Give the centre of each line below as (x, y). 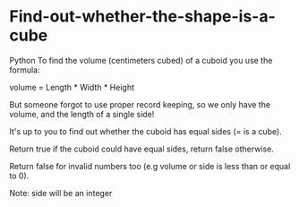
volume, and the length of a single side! (82, 114)
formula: (25, 70)
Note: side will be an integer (61, 193)
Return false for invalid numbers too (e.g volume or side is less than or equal (150, 166)
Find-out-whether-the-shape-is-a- (142, 17)
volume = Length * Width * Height (72, 87)
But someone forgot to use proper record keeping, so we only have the (140, 104)
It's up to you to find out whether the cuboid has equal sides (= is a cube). (145, 131)
